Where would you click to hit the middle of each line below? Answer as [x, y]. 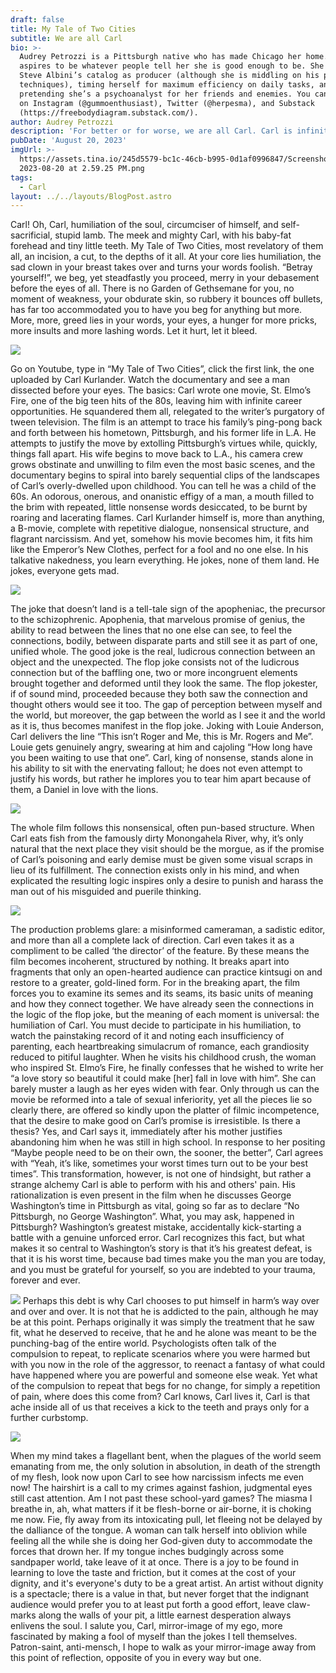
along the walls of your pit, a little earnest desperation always [165, 1615]
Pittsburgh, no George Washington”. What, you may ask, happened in [152, 1217]
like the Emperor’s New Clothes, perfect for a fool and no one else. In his [159, 550]
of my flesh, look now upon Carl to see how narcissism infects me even [157, 1477]
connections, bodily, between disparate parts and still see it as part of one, [164, 641]
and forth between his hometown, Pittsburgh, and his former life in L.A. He [163, 433]
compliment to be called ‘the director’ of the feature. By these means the [160, 951]
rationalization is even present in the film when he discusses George [151, 1195]
